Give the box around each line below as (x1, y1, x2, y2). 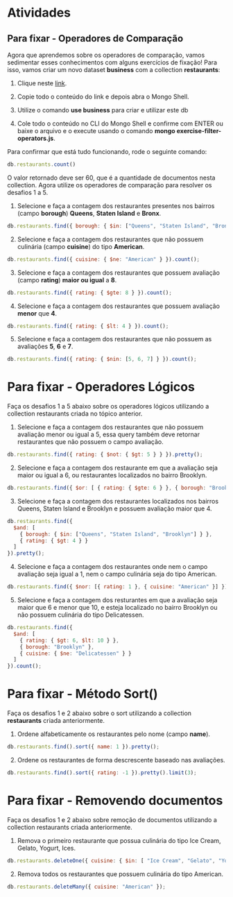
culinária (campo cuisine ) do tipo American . (17, 242, 145, 250)
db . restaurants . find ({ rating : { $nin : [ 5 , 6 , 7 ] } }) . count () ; (7, 356, 197, 363)
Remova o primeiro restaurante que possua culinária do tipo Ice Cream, (17, 836, 221, 844)
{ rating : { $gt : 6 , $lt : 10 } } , (19, 637, 119, 644)
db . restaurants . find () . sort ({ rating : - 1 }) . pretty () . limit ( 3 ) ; (7, 769, 197, 776)
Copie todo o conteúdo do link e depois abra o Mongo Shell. (17, 92, 189, 101)
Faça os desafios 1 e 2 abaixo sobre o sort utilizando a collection (7, 709, 192, 717)
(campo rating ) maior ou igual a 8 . (17, 275, 117, 284)
